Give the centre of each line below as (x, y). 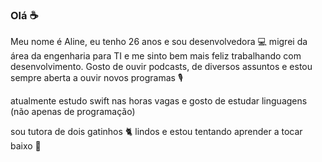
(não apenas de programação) (73, 112)
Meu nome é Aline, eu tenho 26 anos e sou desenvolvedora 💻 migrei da (159, 42)
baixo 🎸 (26, 146)
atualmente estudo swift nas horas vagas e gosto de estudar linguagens (159, 101)
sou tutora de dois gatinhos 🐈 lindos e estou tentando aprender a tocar (156, 132)
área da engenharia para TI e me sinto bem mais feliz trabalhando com (156, 56)
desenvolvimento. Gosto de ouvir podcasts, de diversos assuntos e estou (161, 67)
